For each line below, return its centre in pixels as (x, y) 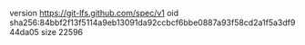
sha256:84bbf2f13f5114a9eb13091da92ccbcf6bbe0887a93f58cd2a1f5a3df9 (152, 22)
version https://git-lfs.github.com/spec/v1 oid (94, 13)
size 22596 (62, 32)
